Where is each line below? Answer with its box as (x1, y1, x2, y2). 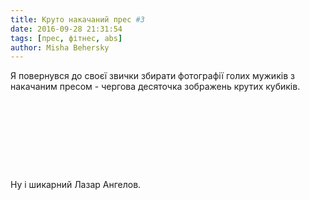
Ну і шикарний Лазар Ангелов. (10, 179, 142, 191)
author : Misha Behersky (10, 42, 110, 53)
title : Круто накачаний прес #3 (10, 14, 145, 25)
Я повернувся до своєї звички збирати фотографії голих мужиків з (10, 70, 295, 82)
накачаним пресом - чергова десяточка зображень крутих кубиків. (10, 81, 301, 93)
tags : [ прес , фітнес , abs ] (10, 33, 123, 43)
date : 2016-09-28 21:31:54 (10, 24, 123, 34)
